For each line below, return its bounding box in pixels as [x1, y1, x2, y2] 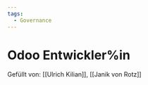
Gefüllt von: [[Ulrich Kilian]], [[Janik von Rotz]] [7, 70, 142, 79]
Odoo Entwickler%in [7, 47, 130, 63]
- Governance [13, 17, 52, 24]
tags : [7, 10, 23, 18]
